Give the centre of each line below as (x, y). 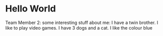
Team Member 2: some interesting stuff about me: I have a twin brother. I (82, 22)
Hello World (31, 9)
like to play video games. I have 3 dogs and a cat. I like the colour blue (79, 27)
